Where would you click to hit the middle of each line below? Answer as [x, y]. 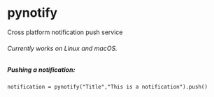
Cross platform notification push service [65, 32]
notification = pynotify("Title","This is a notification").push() [108, 87]
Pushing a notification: [41, 70]
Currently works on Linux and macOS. [62, 48]
